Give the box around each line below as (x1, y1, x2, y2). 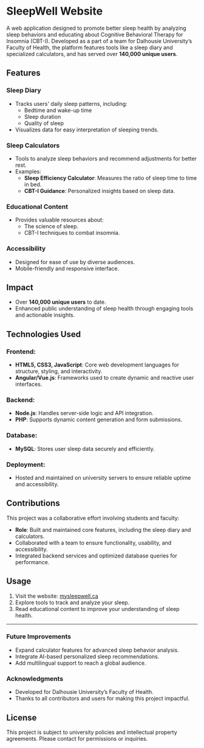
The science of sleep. (24, 223, 79, 230)
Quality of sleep (24, 119, 64, 127)
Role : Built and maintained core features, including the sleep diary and (15, 526, 191, 533)
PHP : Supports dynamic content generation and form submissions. (15, 416, 183, 424)
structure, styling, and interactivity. (15, 368, 103, 375)
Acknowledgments (6, 674, 64, 683)
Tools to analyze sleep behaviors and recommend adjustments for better (15, 155, 197, 162)
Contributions (6, 498, 60, 509)
